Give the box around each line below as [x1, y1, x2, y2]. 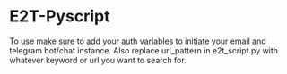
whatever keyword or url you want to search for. [9, 54, 187, 65]
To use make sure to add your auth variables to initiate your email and [9, 36, 266, 46]
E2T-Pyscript [9, 6, 110, 27]
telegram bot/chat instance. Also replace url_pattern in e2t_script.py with [9, 45, 279, 55]
